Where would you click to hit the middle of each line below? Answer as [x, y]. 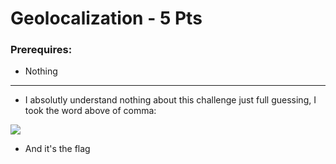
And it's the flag [57, 149]
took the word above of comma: [90, 111]
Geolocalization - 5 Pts [106, 18]
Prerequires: [41, 50]
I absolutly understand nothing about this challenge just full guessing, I [170, 100]
